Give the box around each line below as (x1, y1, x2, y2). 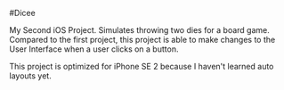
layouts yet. (9, 70, 52, 81)
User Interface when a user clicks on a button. (9, 44, 179, 54)
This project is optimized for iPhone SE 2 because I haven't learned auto (9, 61, 274, 71)
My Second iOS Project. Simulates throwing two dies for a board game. (9, 25, 270, 35)
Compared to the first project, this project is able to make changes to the (9, 35, 276, 45)
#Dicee (9, 8, 36, 18)
